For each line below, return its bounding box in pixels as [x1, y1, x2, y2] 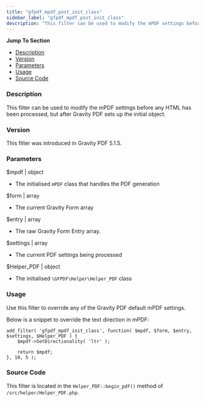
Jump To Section [6, 37, 50, 45]
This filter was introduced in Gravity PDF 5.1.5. [6, 139, 122, 146]
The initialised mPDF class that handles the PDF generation [15, 181, 160, 188]
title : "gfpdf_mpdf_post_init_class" [6, 9, 103, 15]
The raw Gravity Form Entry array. [15, 228, 101, 235]
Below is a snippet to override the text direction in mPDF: [6, 315, 149, 323]
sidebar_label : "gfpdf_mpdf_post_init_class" [6, 15, 124, 21]
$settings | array [6, 239, 48, 247]
